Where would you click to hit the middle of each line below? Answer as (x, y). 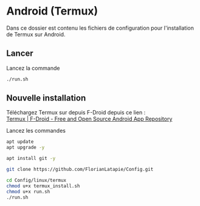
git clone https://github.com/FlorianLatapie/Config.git (80, 170)
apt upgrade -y (26, 148)
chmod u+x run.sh (28, 191)
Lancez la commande (33, 68)
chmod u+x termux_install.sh (43, 186)
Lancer (20, 54)
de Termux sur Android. (36, 34)
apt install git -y (31, 159)
